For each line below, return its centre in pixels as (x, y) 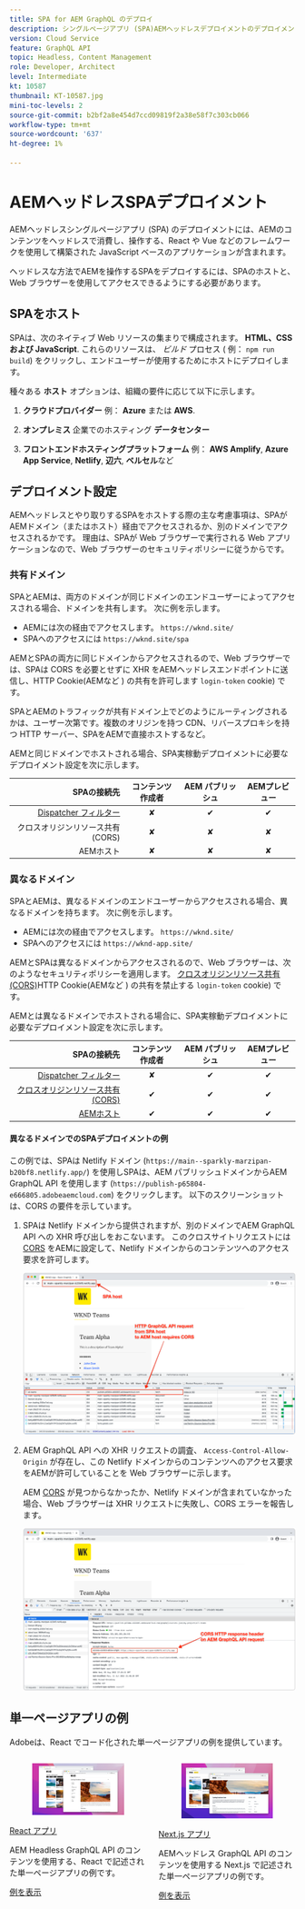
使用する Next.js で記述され (241, 1865)
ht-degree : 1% (36, 144)
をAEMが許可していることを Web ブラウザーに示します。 (129, 1473)
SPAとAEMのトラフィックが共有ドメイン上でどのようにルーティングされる (149, 711)
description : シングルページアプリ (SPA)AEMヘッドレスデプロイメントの (132, 29)
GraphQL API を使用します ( (61, 1183)
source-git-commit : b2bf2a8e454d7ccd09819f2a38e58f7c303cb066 (129, 115)
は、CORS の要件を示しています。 (73, 1206)
